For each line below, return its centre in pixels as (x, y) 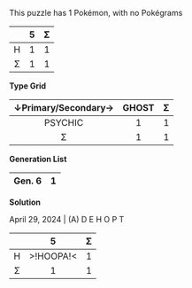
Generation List (38, 159)
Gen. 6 (28, 181)
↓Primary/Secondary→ (64, 108)
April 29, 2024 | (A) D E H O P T (67, 219)
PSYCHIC (64, 123)
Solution (25, 202)
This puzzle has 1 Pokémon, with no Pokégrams (96, 13)
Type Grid (28, 86)
